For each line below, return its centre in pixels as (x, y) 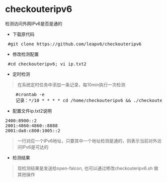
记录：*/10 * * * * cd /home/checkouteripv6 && (73, 100)
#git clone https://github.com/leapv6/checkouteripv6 (75, 44)
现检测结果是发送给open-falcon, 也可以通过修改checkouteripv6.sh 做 (88, 168)
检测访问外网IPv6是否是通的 (34, 23)
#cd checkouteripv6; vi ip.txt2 (47, 64)
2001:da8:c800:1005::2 (33, 130)
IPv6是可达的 (35, 147)
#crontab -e (30, 94)
